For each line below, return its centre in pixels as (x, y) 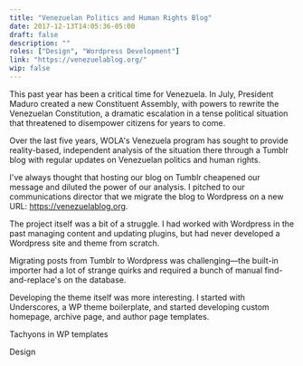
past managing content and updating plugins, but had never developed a (145, 233)
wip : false (30, 69)
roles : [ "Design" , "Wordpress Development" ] (95, 52)
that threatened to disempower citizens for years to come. (118, 122)
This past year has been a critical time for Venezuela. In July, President (142, 94)
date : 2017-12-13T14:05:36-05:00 (72, 26)
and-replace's (35, 279)
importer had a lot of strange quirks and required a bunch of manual (136, 270)
